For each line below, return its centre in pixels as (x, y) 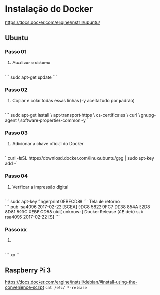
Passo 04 (17, 176)
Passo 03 (16, 133)
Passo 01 (16, 52)
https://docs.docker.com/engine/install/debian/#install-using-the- (71, 282)
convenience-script (25, 287)
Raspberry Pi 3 (28, 270)
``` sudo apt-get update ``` (31, 77)
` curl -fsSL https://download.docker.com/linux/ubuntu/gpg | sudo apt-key (80, 158)
